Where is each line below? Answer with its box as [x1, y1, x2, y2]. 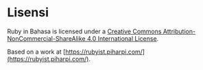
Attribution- [163, 27, 196, 35]
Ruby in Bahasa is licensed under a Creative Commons [7, 27, 162, 35]
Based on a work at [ [7, 48, 66, 56]
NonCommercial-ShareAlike [7, 34, 86, 42]
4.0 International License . [86, 34, 159, 42]
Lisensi [7, 5, 49, 20]
